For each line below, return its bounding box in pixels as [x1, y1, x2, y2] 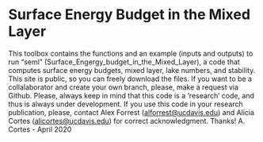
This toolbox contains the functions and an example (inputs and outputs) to [8, 48, 253, 58]
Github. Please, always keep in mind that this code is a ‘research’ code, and [8, 90, 255, 100]
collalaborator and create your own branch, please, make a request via [8, 82, 239, 92]
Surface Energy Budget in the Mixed [8, 6, 251, 24]
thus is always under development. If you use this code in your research [8, 99, 243, 109]
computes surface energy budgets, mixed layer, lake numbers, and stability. [8, 65, 256, 75]
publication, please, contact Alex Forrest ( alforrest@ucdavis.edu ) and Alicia [8, 107, 255, 117]
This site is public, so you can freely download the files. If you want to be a [8, 74, 252, 83]
